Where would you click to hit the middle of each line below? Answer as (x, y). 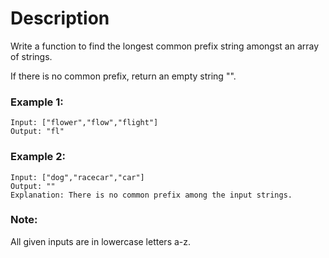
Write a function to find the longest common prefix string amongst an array (165, 46)
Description (60, 18)
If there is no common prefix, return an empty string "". (123, 76)
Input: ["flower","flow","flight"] (84, 123)
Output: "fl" (37, 132)
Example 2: (38, 157)
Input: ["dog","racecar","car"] (77, 177)
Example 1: (37, 102)
